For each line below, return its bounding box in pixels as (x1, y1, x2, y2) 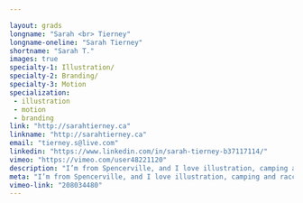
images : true (9, 55, 59, 64)
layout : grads (9, 21, 63, 30)
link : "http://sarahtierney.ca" (9, 122, 131, 131)
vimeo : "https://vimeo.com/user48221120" (9, 155, 168, 164)
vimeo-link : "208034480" (9, 180, 103, 189)
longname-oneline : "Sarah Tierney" (9, 38, 143, 47)
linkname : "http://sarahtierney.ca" (9, 130, 147, 140)
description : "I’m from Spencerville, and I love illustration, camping (9, 163, 289, 172)
